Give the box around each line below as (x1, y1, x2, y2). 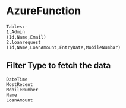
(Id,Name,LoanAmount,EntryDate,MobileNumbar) (6, 45, 121, 50)
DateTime (6, 76, 28, 82)
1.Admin (6, 28, 26, 35)
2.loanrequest (6, 39, 42, 45)
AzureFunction (6, 4, 81, 18)
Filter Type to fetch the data (6, 61, 111, 71)
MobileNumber (6, 87, 39, 93)
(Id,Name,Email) (6, 34, 46, 40)
